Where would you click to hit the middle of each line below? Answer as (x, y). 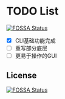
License (22, 75)
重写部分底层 (31, 48)
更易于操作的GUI (36, 56)
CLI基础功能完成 (35, 40)
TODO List (32, 11)
